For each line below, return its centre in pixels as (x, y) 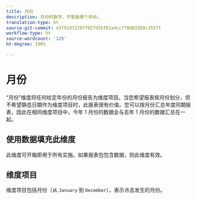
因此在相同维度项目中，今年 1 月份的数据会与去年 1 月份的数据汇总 (96, 112)
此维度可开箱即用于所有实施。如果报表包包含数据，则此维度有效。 (86, 155)
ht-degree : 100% (26, 44)
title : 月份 (20, 11)
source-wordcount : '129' (36, 39)
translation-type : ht (33, 22)
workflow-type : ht (28, 33)
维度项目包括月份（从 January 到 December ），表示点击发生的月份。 (86, 190)
